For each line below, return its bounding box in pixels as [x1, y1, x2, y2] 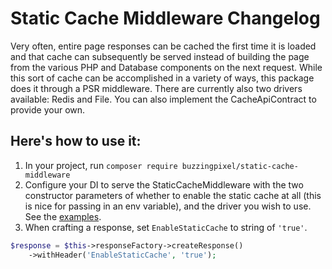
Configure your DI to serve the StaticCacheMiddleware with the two [24, 178, 304, 191]
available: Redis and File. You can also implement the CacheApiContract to [10, 93, 317, 105]
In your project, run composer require [24, 159, 178, 171]
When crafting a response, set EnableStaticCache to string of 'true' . [24, 221, 308, 233]
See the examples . [24, 210, 102, 222]
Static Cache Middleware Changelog [10, 7, 321, 30]
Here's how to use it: [10, 133, 142, 150]
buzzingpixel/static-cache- [181, 161, 299, 171]
